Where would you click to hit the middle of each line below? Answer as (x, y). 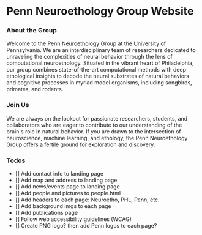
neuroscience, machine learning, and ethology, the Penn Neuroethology (97, 138)
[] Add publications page (47, 213)
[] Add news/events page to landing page (68, 187)
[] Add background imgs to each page (63, 206)
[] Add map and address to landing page (66, 180)
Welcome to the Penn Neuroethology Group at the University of (86, 43)
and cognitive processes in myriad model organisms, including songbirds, (99, 83)
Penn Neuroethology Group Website (100, 11)
